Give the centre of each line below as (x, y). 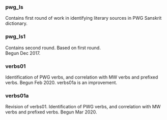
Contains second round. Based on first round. (53, 48)
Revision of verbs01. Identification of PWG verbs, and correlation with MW (83, 107)
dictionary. (17, 23)
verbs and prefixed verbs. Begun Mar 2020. (51, 112)
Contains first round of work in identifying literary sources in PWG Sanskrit (83, 18)
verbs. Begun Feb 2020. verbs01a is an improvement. (61, 83)
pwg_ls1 (16, 36)
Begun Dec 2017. (23, 53)
